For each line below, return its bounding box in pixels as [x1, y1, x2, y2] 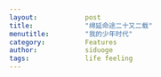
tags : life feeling [9, 54, 133, 63]
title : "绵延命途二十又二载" [9, 21, 153, 30]
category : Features [9, 37, 117, 47]
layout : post [9, 12, 101, 22]
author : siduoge [9, 46, 114, 55]
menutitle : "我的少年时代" [9, 29, 133, 38]
